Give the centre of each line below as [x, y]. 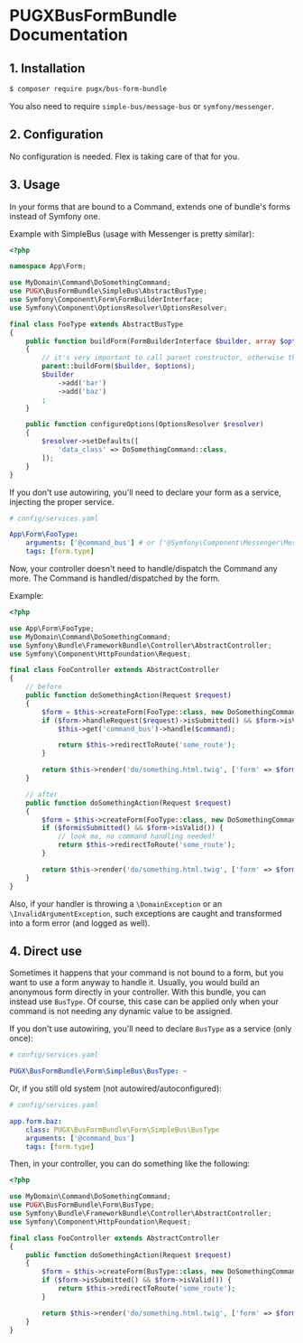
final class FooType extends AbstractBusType [96, 324]
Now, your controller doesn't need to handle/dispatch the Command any [143, 569]
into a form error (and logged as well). [80, 923]
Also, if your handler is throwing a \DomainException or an [116, 903]
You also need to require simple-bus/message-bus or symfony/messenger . [142, 106]
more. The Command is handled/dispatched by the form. [115, 578]
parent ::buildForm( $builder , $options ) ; [119, 367]
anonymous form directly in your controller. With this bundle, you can [138, 992]
